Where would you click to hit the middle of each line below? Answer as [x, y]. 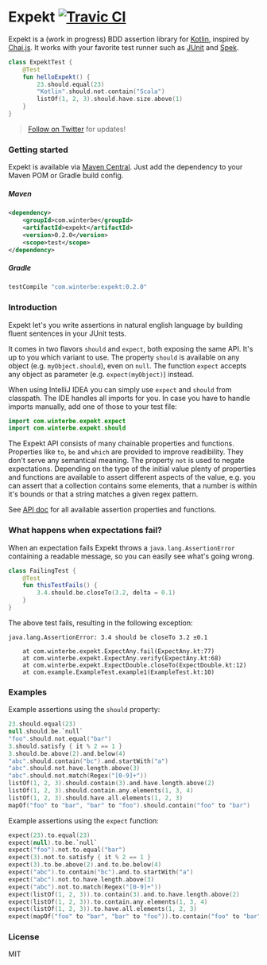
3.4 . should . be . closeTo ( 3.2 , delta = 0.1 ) [106, 593]
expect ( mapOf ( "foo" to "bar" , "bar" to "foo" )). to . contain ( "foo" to [124, 916]
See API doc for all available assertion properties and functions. [112, 510]
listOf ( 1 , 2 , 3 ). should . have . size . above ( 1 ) [110, 99]
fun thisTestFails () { [60, 586]
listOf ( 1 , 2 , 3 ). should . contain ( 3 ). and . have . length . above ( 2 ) [112, 784]
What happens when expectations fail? [85, 531]
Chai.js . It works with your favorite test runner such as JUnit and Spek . [124, 47]
